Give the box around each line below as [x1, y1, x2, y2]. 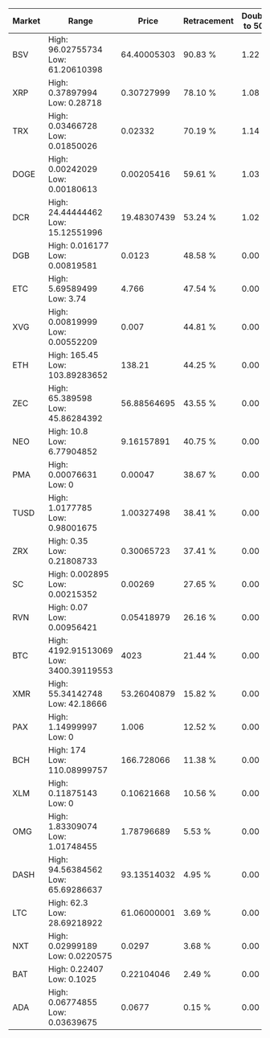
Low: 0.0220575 [47, 950, 112, 962]
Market [12, 15, 41, 27]
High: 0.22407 [47, 964, 104, 974]
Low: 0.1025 [47, 974, 97, 984]
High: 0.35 [47, 535, 88, 546]
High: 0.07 [47, 602, 88, 613]
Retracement [183, 15, 235, 27]
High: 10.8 [47, 426, 88, 437]
